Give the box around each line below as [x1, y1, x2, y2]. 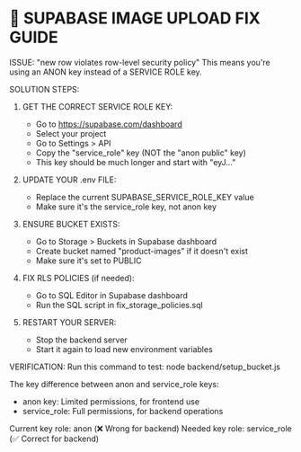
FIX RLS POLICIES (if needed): [22, 272, 135, 283]
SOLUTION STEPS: [9, 84, 80, 94]
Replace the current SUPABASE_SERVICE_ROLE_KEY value [35, 191, 254, 202]
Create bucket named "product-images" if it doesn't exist [35, 245, 249, 256]
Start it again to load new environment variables [35, 343, 213, 354]
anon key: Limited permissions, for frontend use [22, 395, 200, 407]
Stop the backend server [35, 334, 128, 345]
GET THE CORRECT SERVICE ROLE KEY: [22, 101, 173, 111]
